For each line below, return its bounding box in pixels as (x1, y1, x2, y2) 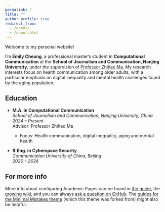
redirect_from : (5, 21, 37, 26)
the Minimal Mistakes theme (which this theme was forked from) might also (5, 196, 159, 202)
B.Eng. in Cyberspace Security (12, 147, 77, 154)
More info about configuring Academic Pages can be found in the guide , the (5, 185, 160, 191)
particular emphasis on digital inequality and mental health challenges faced (5, 75, 161, 80)
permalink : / (5, 7, 32, 12)
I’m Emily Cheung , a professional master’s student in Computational (5, 53, 145, 59)
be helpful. (5, 201, 27, 207)
